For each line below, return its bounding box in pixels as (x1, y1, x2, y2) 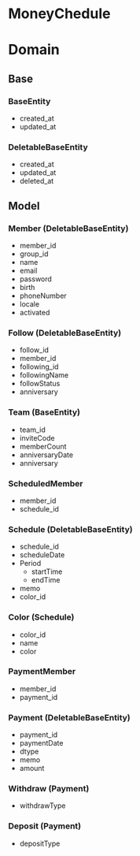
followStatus (19, 379, 61, 389)
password (19, 274, 53, 284)
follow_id (19, 345, 50, 355)
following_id (19, 362, 59, 371)
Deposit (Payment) (8, 821, 82, 832)
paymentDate (19, 739, 64, 748)
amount (19, 764, 45, 773)
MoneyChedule (8, 5, 111, 23)
